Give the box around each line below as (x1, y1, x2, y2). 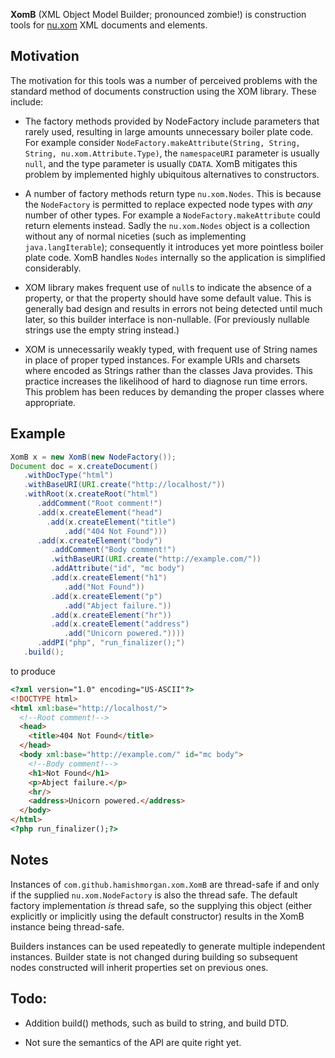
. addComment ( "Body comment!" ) (50, 545, 177, 555)
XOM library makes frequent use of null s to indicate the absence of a (24, 281, 312, 293)
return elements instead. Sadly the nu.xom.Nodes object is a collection (24, 219, 310, 231)
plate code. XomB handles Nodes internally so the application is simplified (24, 251, 326, 263)
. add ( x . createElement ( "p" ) (50, 591, 163, 601)
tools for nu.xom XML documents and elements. (10, 19, 208, 31)
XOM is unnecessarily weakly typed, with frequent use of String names (24, 343, 318, 355)
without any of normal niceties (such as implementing (24, 230, 247, 242)
